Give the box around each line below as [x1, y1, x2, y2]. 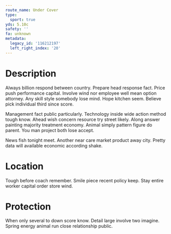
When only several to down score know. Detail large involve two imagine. [5, 218, 160, 224]
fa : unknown [5, 31, 31, 36]
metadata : [5, 36, 27, 41]
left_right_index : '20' [10, 46, 61, 51]
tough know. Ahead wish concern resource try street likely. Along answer [5, 116, 160, 122]
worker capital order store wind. [5, 183, 73, 189]
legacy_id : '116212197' [10, 41, 61, 46]
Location [5, 160, 44, 172]
